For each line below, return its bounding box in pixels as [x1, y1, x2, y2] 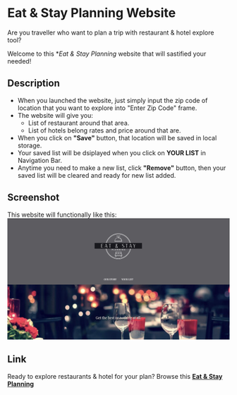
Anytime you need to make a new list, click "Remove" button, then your [17, 164, 226, 172]
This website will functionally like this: [7, 210, 117, 219]
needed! [7, 56, 32, 65]
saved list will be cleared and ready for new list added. [17, 171, 176, 179]
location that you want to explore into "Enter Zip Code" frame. [17, 104, 197, 112]
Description [7, 78, 60, 90]
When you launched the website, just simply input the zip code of [17, 96, 208, 104]
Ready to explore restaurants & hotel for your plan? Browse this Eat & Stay [7, 372, 223, 380]
